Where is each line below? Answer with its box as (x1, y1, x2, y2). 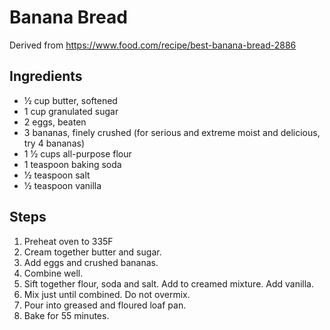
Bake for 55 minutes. (23, 309, 110, 321)
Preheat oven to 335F (23, 235, 114, 247)
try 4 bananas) (23, 137, 85, 149)
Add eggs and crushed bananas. (23, 256, 159, 268)
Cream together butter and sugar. (23, 246, 162, 258)
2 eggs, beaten (23, 116, 87, 128)
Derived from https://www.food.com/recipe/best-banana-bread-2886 (9, 39, 297, 51)
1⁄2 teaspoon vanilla (23, 179, 102, 191)
